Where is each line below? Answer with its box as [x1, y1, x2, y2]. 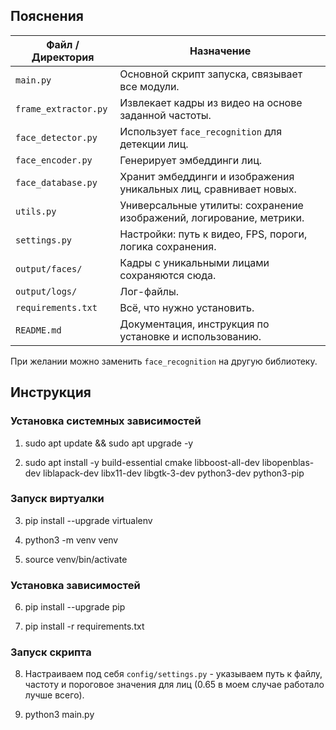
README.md [15, 324, 62, 336]
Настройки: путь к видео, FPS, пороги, [119, 227, 308, 241]
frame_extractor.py [15, 103, 108, 114]
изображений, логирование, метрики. [119, 210, 305, 224]
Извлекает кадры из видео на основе [119, 95, 303, 109]
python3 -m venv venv [24, 534, 119, 546]
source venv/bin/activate [24, 553, 128, 565]
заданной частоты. [119, 108, 212, 122]
